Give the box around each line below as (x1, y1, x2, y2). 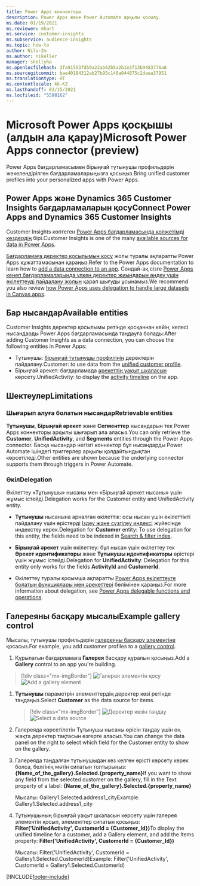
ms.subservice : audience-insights (6, 37, 93, 43)
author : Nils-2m (6, 48, 47, 54)
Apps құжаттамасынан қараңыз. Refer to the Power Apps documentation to (6, 259, 194, 266)
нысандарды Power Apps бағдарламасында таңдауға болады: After (6, 330, 177, 337)
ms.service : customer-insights (6, 31, 84, 37)
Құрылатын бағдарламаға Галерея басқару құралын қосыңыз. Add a (14, 654, 190, 662)
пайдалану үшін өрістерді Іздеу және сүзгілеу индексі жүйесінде (14, 520, 181, 527)
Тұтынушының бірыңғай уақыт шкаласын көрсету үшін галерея (14, 812, 177, 819)
